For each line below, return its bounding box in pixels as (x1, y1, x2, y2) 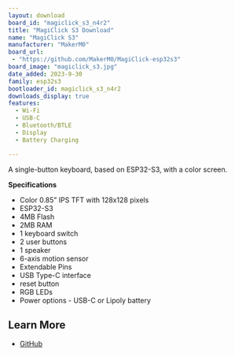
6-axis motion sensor (19, 254, 89, 263)
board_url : (8, 48, 44, 56)
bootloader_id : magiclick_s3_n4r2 (8, 84, 122, 93)
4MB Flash (19, 212, 55, 221)
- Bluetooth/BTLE (15, 121, 72, 129)
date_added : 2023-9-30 (8, 70, 83, 78)
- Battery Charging (15, 135, 79, 144)
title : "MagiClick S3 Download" (8, 26, 114, 34)
